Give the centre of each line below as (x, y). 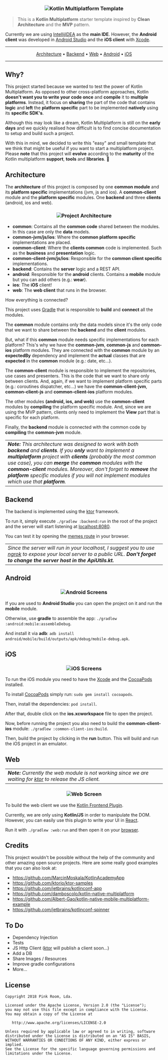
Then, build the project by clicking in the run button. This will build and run (82, 738)
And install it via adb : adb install (40, 633)
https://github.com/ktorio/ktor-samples (53, 883)
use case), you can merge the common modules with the (75, 463)
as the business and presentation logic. (54, 253)
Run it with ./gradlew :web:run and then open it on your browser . (72, 829)
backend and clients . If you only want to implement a (71, 450)
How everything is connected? (37, 300)
